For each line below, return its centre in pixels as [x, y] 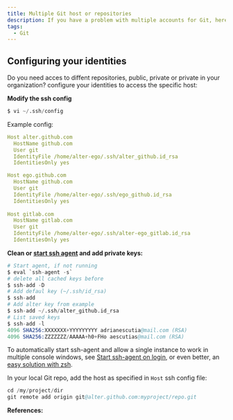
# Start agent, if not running [52, 265]
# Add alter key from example [51, 305]
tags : [15, 26]
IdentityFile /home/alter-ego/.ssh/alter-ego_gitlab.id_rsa [102, 234]
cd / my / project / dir [35, 391]
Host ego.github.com [37, 175]
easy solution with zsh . [40, 365]
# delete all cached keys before [55, 279]
